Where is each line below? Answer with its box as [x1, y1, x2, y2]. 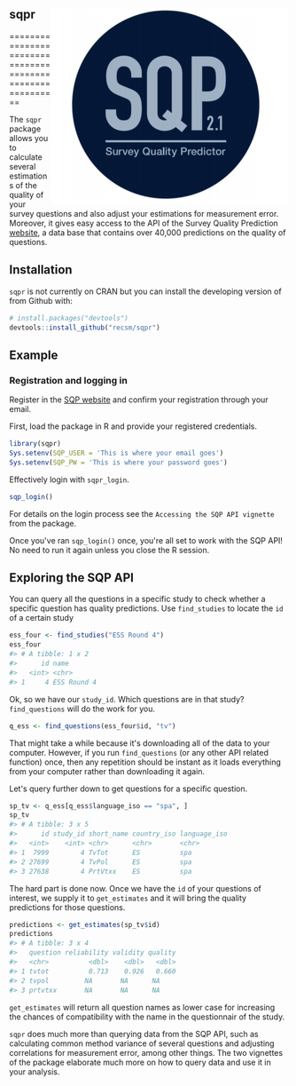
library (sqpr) [9, 440, 62, 448]
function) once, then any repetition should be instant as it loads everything [9, 757, 282, 767]
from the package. [9, 518, 77, 528]
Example [9, 347, 58, 362]
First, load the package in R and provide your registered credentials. [9, 421, 257, 432]
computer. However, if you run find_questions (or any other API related [9, 747, 269, 757]
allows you [9, 132, 49, 143]
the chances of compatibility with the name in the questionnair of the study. [9, 1011, 285, 1022]
